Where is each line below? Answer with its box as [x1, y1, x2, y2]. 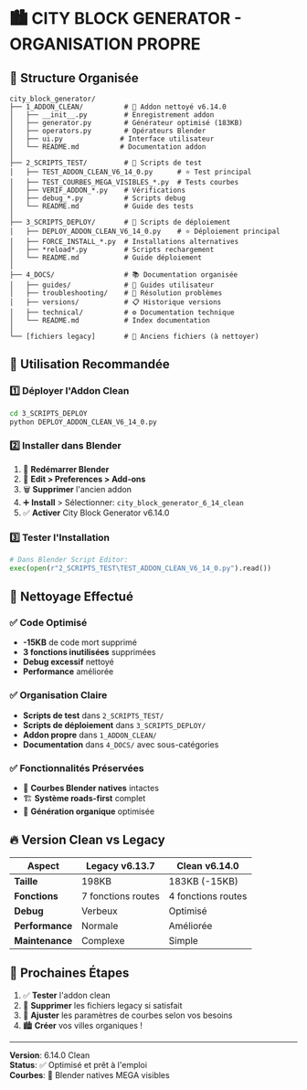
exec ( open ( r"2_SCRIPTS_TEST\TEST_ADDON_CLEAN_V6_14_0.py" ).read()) [9, 564, 272, 573]
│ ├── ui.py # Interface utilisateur [9, 134, 215, 143]
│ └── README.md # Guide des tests [9, 202, 195, 211]
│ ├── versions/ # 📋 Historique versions [9, 298, 222, 307]
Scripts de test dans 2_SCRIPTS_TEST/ [22, 710, 164, 721]
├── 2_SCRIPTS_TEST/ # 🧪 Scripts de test [9, 158, 203, 167]
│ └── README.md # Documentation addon [9, 143, 206, 152]
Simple [168, 934, 198, 947]
